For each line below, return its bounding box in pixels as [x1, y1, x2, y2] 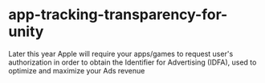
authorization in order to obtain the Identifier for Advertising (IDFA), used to [8, 57, 257, 67]
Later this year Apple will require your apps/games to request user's [8, 49, 234, 58]
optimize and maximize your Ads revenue [8, 65, 145, 75]
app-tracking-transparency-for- [8, 6, 228, 24]
